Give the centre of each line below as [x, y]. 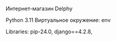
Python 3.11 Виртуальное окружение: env [58, 20]
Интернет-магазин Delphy [39, 9]
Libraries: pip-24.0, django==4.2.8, [49, 31]
